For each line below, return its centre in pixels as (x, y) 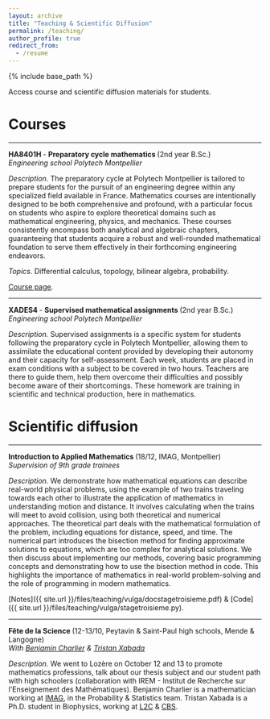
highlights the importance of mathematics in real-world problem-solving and (135, 575)
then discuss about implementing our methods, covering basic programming (135, 558)
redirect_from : (34, 46)
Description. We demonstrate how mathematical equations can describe (128, 480)
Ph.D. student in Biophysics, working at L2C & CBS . (93, 706)
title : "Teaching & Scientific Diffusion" (80, 23)
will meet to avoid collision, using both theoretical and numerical (115, 515)
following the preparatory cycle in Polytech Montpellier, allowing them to (128, 343)
